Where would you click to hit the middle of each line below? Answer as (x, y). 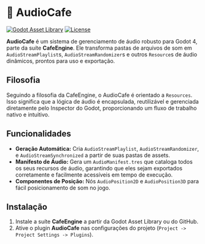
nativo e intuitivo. (28, 114)
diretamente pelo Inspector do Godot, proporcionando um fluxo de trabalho (102, 108)
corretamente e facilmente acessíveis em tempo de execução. (94, 175)
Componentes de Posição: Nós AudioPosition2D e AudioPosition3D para (107, 181)
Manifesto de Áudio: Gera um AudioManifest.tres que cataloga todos (104, 161)
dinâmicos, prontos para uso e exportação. (61, 61)
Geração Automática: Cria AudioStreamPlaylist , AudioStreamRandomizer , (107, 148)
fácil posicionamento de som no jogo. (63, 188)
